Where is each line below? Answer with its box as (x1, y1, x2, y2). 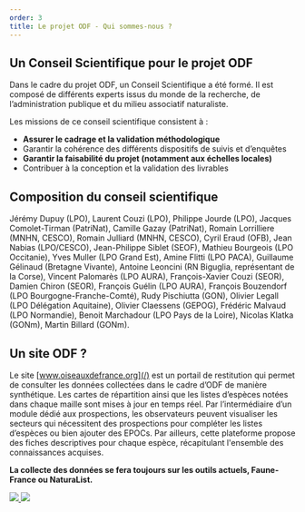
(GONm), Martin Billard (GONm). (9, 320, 130, 330)
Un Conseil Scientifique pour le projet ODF (9, 55, 253, 71)
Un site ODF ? (9, 346, 88, 361)
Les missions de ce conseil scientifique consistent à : (9, 116, 209, 127)
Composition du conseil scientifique (9, 189, 219, 204)
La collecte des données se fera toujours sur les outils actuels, (9, 464, 250, 475)
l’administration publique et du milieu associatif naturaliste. (9, 99, 229, 110)
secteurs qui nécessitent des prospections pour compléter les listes (9, 418, 263, 428)
